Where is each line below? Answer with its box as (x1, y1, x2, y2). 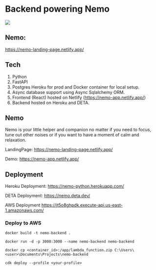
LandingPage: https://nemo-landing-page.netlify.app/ (5, 147, 113, 153)
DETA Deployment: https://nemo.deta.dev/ (5, 193, 90, 199)
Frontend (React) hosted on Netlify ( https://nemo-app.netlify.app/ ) (12, 94, 146, 100)
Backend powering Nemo (5, 3, 110, 15)
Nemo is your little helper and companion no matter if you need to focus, (5, 127, 152, 133)
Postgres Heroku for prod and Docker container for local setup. (12, 84, 140, 90)
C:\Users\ (114, 248, 134, 253)
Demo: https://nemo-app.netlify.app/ (5, 156, 79, 162)
